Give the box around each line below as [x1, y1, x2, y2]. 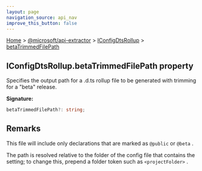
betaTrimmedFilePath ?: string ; [6, 107, 86, 113]
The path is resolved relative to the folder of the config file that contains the [6, 151, 195, 158]
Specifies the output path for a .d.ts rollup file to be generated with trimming [6, 77, 197, 84]
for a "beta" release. [6, 83, 57, 91]
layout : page [6, 8, 39, 15]
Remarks [6, 124, 41, 134]
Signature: [6, 95, 33, 102]
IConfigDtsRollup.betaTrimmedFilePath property [6, 61, 194, 71]
